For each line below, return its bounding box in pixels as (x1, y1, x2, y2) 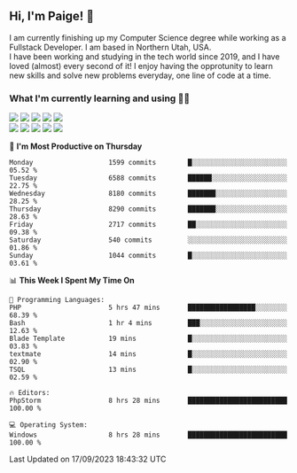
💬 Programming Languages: (9, 296, 105, 305)
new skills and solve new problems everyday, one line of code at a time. (9, 70, 272, 81)
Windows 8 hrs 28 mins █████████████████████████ (9, 430, 288, 439)
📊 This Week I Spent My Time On (9, 275, 135, 286)
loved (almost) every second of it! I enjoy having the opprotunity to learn (9, 60, 273, 71)
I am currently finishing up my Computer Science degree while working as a (9, 32, 286, 43)
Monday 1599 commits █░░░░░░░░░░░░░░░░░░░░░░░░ (9, 159, 288, 167)
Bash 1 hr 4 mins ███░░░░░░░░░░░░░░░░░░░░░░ (9, 319, 288, 328)
